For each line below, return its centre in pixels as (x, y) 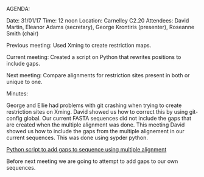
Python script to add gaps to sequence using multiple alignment (86, 149)
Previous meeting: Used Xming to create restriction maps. (79, 45)
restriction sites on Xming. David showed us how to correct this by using (97, 112)
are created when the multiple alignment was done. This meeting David (96, 125)
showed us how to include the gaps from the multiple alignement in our (95, 131)
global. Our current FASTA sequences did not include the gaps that (107, 118)
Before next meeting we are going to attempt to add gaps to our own (92, 161)
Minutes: (17, 93)
